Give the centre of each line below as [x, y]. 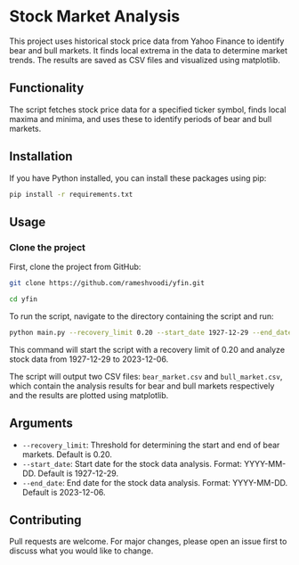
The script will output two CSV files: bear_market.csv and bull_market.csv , [146, 376]
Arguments [41, 424]
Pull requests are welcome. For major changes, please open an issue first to [148, 542]
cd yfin [24, 299]
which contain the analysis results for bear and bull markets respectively [142, 386]
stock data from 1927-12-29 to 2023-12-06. [89, 359]
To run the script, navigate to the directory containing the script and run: [141, 316]
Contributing [45, 520]
